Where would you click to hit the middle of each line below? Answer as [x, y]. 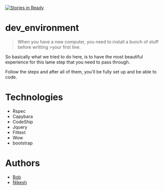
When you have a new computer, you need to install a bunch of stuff [88, 41]
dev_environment [42, 28]
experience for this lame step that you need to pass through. [68, 62]
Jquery [20, 127]
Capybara [23, 116]
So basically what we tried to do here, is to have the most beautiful [74, 56]
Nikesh [20, 182]
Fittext [19, 132]
